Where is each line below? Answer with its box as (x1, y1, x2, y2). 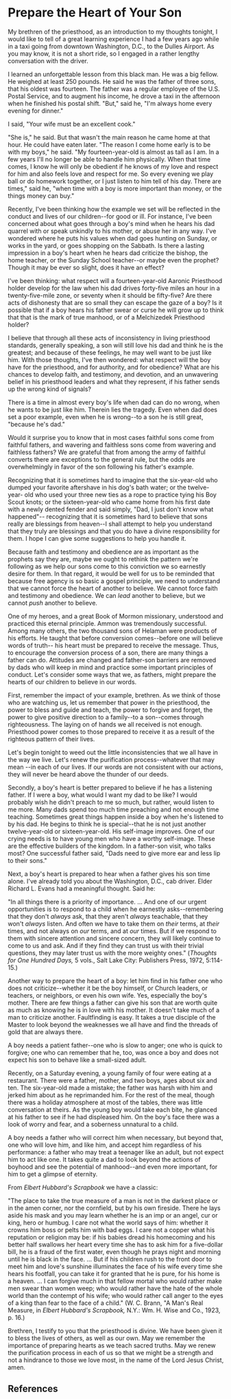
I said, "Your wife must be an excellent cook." (8, 120, 136, 128)
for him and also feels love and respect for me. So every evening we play (8, 170, 214, 178)
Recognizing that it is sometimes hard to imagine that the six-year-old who (8, 475, 218, 484)
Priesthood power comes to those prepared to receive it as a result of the (8, 727, 215, 736)
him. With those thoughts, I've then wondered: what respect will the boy (8, 355, 211, 363)
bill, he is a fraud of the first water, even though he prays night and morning (8, 1247, 221, 1255)
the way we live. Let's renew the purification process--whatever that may (8, 755, 215, 763)
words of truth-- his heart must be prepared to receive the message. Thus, (8, 641, 219, 649)
